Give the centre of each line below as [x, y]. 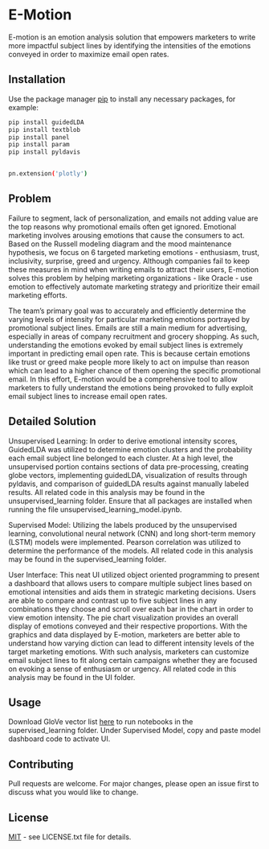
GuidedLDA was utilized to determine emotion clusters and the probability [130, 449]
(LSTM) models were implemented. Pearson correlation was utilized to [124, 542]
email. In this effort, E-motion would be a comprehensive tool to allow [123, 379]
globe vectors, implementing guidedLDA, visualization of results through [128, 475]
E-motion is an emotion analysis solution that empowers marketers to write [132, 37]
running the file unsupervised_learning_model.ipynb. [95, 509]
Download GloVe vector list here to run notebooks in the [101, 722]
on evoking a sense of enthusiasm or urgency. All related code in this [122, 669]
